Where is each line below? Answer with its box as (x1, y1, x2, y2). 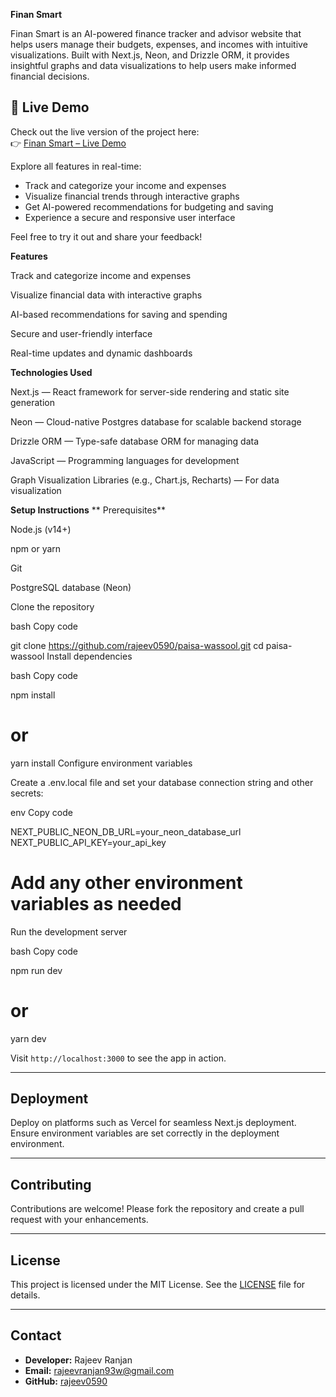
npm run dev (10, 964, 63, 976)
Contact (10, 1327, 62, 1344)
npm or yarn (10, 542, 62, 554)
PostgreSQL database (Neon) (10, 581, 132, 593)
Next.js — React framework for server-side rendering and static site (10, 385, 290, 398)
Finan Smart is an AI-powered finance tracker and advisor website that (10, 28, 302, 39)
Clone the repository (10, 600, 95, 613)
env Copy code (10, 806, 73, 818)
